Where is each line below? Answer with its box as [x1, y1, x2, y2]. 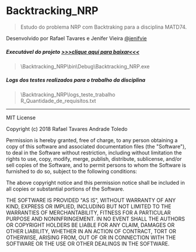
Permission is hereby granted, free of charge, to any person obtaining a [6, 136, 178, 144]
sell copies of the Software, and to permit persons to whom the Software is [6, 161, 187, 168]
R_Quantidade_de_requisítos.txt [20, 97, 96, 104]
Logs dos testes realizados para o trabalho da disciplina [6, 76, 146, 83]
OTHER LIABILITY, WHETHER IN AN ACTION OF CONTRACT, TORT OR [6, 227, 176, 234]
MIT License [6, 114, 36, 121]
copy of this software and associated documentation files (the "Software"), [6, 143, 187, 150]
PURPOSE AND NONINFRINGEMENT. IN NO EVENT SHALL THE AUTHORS [6, 215, 185, 222]
